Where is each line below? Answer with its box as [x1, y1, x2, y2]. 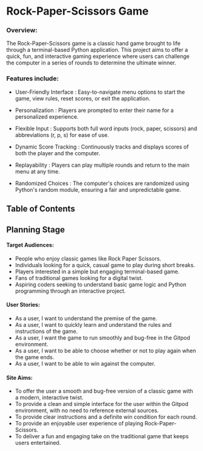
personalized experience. [15, 113, 79, 120]
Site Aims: [6, 374, 33, 381]
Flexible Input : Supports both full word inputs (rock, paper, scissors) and [15, 125, 198, 132]
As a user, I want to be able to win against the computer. [15, 360, 156, 367]
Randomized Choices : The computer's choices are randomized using [15, 180, 190, 187]
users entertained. [15, 439, 61, 447]
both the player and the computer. [15, 149, 101, 156]
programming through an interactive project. [15, 287, 126, 295]
